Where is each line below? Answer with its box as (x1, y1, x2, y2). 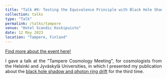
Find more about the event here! (5, 48, 71, 54)
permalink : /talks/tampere (5, 21, 61, 26)
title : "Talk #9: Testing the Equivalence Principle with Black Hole (5, 7, 153, 12)
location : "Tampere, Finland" (5, 35, 68, 40)
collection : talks (5, 12, 43, 17)
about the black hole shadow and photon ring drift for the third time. (5, 68, 144, 74)
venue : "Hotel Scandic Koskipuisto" (5, 26, 81, 31)
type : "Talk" (5, 16, 32, 21)
